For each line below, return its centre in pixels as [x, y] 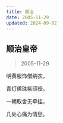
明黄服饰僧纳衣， [27, 76]
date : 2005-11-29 [28, 17]
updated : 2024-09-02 [32, 23]
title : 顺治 [20, 12]
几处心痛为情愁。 [27, 114]
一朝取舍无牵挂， [27, 101]
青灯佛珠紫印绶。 [27, 89]
